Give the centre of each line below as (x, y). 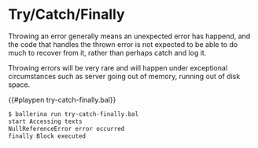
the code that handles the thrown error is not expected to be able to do (123, 44)
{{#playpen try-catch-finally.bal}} (62, 99)
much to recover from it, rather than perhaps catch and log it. (107, 52)
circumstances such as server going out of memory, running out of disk (124, 76)
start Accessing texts (45, 121)
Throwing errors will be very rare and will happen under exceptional (118, 67)
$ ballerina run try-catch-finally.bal (74, 114)
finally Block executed (47, 136)
